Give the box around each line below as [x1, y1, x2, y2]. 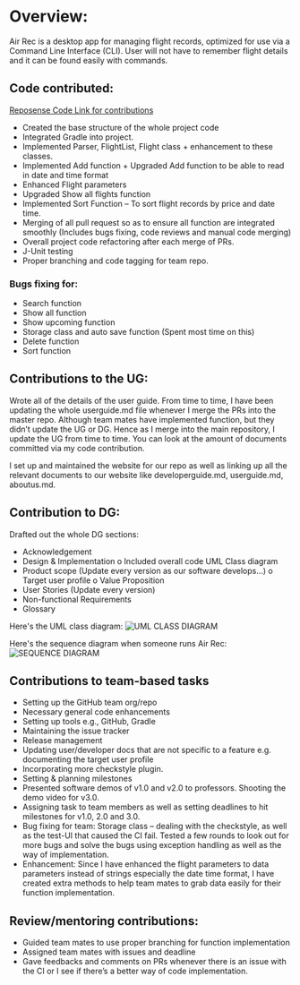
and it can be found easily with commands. [9, 55, 168, 65]
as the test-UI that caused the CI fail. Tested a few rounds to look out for [21, 830, 289, 841]
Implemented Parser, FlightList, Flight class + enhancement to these [21, 141, 273, 151]
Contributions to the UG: [9, 372, 149, 387]
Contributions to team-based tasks [9, 673, 210, 689]
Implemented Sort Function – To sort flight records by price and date [21, 198, 276, 209]
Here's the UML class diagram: [9, 621, 124, 631]
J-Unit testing [21, 245, 73, 256]
